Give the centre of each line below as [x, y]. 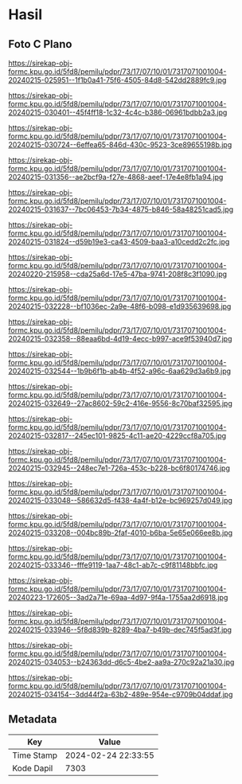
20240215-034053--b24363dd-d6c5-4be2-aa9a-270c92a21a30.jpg [121, 662]
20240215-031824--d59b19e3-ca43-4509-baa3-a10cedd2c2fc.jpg [119, 242]
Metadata [33, 719]
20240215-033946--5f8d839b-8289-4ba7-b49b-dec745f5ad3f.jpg [120, 630]
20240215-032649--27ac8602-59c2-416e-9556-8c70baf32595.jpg [120, 403]
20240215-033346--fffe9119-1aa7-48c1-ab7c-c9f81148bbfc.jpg [113, 565]
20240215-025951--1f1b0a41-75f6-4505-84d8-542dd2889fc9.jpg [117, 80]
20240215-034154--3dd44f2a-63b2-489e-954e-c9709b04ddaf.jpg [121, 694]
